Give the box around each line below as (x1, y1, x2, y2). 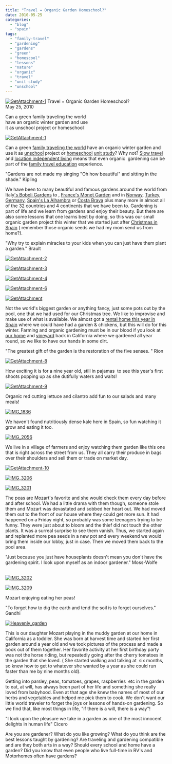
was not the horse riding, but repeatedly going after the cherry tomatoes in (5, 651, 164, 658)
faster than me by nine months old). (5, 668, 81, 674)
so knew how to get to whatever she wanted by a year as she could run (5, 663, 157, 669)
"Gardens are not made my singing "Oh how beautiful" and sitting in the (5, 171, 157, 177)
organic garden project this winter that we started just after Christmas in (5, 219, 158, 225)
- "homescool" (10, 55, 40, 61)
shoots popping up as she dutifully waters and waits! (5, 373, 117, 379)
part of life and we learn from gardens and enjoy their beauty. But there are (5, 208, 164, 214)
